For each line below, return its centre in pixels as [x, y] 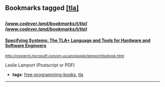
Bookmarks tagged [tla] [42, 8]
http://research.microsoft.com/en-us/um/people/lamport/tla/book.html [65, 56]
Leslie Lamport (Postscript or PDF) [40, 65]
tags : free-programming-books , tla [48, 74]
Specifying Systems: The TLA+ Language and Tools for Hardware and [78, 41]
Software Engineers [26, 45]
